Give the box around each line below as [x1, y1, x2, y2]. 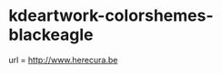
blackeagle [8, 24, 94, 45]
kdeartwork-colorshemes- [8, 5, 215, 26]
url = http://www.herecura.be [8, 54, 118, 65]
